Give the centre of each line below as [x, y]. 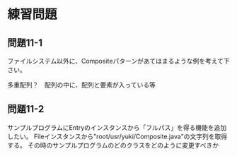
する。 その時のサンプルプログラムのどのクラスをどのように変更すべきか [113, 145]
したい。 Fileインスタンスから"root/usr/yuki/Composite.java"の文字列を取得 [117, 136]
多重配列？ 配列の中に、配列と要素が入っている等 [81, 85]
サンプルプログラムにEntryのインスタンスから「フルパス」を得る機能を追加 [117, 127]
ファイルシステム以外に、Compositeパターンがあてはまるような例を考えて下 [118, 61]
